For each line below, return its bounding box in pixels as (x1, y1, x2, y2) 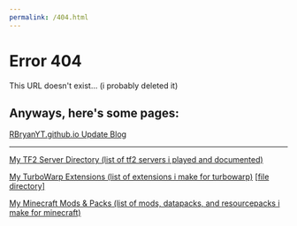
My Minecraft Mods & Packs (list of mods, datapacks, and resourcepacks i (9, 198, 280, 208)
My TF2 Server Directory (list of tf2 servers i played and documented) (9, 154, 263, 165)
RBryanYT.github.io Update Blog (9, 129, 126, 139)
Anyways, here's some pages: (9, 105, 179, 120)
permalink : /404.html (9, 12, 89, 22)
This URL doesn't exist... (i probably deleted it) (9, 80, 179, 91)
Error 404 (9, 50, 82, 71)
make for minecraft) (9, 207, 81, 218)
